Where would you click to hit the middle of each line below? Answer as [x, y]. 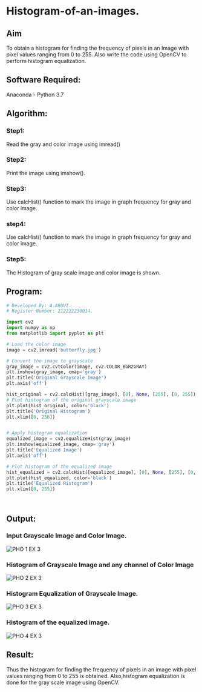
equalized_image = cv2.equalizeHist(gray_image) [69, 439]
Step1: [16, 131]
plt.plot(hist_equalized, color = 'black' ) [59, 478]
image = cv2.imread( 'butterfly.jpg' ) [54, 350]
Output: [21, 518]
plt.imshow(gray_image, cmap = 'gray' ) [54, 372]
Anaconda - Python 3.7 [35, 95]
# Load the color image [36, 344]
